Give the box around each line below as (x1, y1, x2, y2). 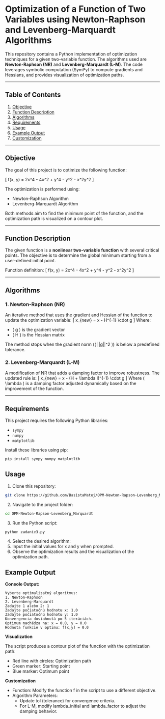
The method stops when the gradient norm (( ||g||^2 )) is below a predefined (5, 341, 160, 347)
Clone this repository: (12, 483, 56, 489)
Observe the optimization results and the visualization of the (12, 549, 134, 554)
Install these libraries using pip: (5, 447, 68, 453)
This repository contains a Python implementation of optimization (5, 51, 137, 57)
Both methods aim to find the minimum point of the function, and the (5, 210, 144, 216)
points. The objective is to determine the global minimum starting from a (5, 252, 151, 258)
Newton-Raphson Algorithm (12, 195, 69, 201)
